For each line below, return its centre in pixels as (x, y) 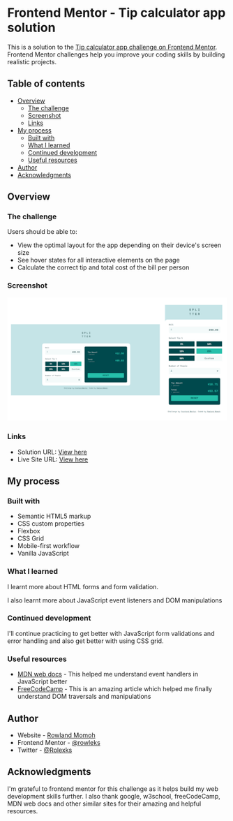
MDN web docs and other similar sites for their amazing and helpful (104, 804)
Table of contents (46, 84)
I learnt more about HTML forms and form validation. (83, 586)
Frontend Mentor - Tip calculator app (116, 13)
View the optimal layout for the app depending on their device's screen (119, 245)
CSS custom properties (51, 524)
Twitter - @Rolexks (45, 750)
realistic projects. (32, 61)
